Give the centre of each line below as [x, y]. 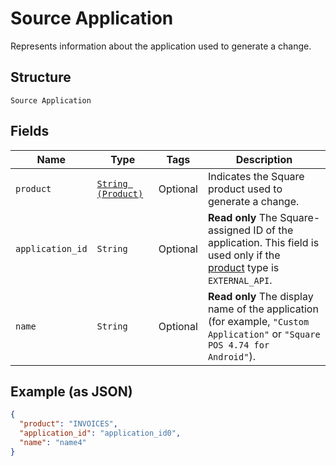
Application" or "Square [264, 334]
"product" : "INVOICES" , [68, 424]
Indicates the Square [256, 176]
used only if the [244, 255]
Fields [30, 131]
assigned [229, 230]
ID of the [273, 230]
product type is [243, 267]
